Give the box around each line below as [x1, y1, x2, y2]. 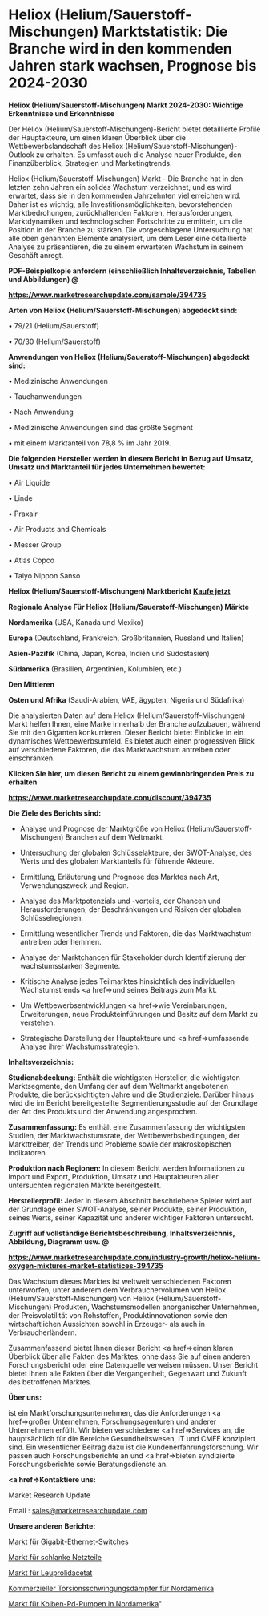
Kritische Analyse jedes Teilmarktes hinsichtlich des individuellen [19, 976, 235, 986]
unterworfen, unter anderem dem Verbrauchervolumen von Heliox [8, 1284, 227, 1295]
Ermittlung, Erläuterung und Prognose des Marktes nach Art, [19, 872, 220, 881]
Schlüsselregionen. [19, 913, 84, 922]
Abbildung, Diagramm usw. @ [8, 1236, 110, 1247]
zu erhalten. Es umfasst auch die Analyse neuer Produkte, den [35, 150, 242, 159]
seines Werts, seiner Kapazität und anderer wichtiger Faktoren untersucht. [8, 1212, 254, 1223]
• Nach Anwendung [8, 407, 74, 417]
